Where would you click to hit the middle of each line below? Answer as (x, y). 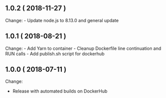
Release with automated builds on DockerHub (60, 91)
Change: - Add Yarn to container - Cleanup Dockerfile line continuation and (83, 48)
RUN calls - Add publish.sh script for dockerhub (55, 54)
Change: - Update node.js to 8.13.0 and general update (62, 20)
